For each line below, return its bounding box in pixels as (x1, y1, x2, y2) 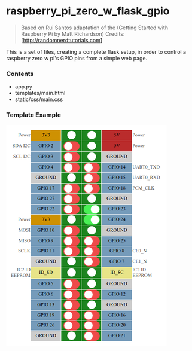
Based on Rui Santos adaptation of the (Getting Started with (20, 24, 169, 31)
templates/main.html (14, 90, 66, 97)
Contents (6, 69, 34, 78)
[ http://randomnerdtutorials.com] (20, 36, 103, 44)
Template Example (6, 111, 62, 119)
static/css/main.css (14, 96, 63, 103)
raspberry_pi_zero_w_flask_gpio (6, 4, 170, 18)
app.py (14, 83, 33, 90)
